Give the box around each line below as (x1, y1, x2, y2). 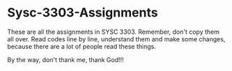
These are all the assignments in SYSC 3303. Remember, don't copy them (7, 28, 220, 36)
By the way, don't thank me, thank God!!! (7, 55, 124, 63)
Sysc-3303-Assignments (7, 5, 158, 21)
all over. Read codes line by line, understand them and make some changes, (7, 34, 226, 43)
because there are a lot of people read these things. (7, 42, 157, 50)
